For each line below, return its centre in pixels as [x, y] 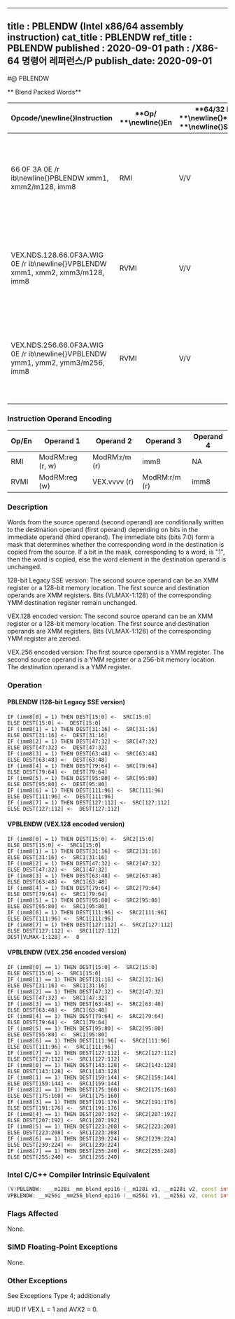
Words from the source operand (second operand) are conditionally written [115, 522]
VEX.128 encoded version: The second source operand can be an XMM [110, 616]
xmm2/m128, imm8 [43, 186]
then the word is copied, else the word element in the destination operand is [117, 559]
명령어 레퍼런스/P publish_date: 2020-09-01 [117, 61]
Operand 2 [114, 441]
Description [28, 507]
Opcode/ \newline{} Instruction [62, 118]
